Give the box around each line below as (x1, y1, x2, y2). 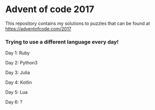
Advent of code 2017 (5, 4, 95, 15)
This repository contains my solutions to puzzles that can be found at (5, 20, 150, 26)
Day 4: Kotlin (5, 80, 32, 86)
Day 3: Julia (5, 69, 30, 76)
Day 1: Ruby (5, 50, 30, 56)
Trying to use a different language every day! (5, 38, 119, 45)
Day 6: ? (5, 99, 23, 105)
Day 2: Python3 (5, 60, 38, 66)
